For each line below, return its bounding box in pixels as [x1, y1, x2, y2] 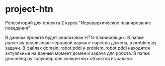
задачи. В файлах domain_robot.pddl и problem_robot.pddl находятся [5, 45, 150, 51]
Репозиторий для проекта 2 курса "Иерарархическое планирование [5, 20, 152, 26]
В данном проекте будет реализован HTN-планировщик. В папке [5, 34, 144, 40]
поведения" [5, 25, 31, 31]
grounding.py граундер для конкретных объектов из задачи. [5, 55, 133, 61]
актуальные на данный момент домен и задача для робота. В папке [5, 50, 150, 56]
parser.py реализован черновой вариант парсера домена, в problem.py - [5, 39, 160, 45]
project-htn [5, 3, 54, 15]
